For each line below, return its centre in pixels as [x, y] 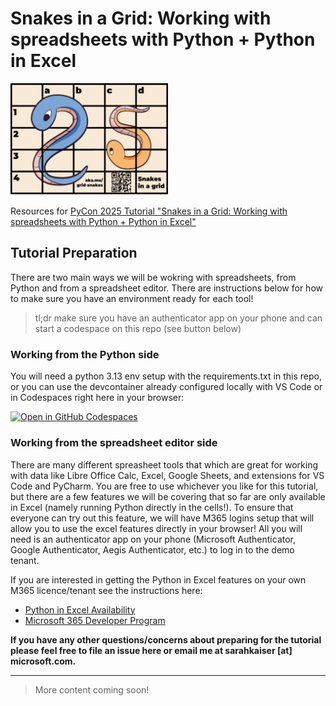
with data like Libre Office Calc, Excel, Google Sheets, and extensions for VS [167, 475]
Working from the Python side [85, 354]
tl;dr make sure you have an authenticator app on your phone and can [178, 318]
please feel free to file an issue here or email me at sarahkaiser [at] [151, 650]
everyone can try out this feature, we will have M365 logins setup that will [162, 518]
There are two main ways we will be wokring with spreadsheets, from [153, 277]
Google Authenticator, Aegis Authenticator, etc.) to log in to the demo [152, 549]
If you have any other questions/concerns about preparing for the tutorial [166, 639]
